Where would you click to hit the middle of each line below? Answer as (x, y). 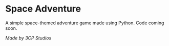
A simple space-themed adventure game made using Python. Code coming (85, 23)
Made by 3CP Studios (28, 38)
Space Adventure (43, 9)
